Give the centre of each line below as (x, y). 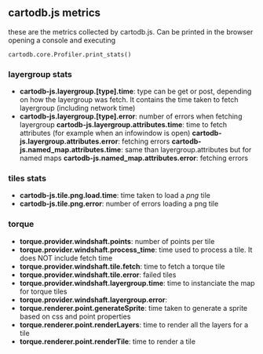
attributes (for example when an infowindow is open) (105, 133)
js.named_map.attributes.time (70, 150)
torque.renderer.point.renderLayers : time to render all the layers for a (134, 324)
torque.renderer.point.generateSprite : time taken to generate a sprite (133, 308)
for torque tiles (43, 291)
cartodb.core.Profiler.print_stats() (70, 54)
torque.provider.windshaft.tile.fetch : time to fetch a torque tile (122, 266)
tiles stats (27, 178)
